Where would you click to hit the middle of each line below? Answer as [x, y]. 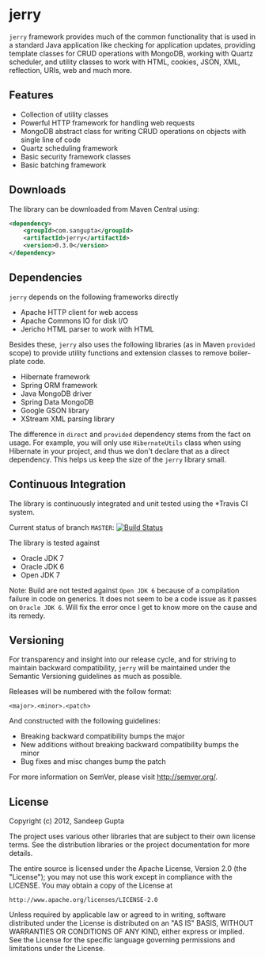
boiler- [240, 353]
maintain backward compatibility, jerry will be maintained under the [120, 668]
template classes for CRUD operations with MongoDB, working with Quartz [131, 53]
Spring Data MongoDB [57, 401]
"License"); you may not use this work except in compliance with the [121, 877]
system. [22, 512]
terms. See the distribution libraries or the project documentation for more [129, 845]
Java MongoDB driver [56, 393]
